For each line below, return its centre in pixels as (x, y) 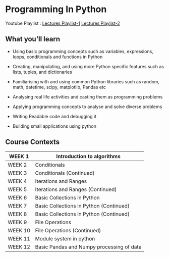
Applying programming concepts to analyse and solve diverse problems (87, 107)
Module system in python (65, 238)
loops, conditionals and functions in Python (58, 57)
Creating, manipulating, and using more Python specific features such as (88, 66)
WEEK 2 (17, 165)
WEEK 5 (17, 189)
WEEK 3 (17, 173)
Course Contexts (33, 142)
